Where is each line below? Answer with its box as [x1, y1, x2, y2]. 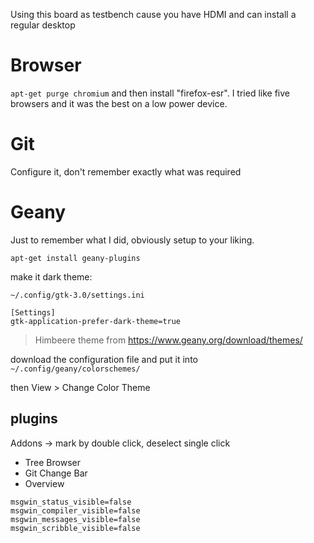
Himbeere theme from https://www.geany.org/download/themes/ [34, 334, 303, 346]
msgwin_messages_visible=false [10, 514, 141, 524]
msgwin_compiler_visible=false [10, 505, 141, 516]
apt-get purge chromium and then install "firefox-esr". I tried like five [10, 87, 290, 99]
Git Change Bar [24, 467, 88, 479]
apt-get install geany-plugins [10, 253, 141, 263]
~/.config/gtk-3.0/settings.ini [10, 290, 145, 300]
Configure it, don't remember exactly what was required [10, 165, 242, 178]
